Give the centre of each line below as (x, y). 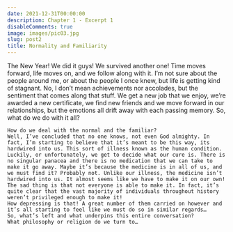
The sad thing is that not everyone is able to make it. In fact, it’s (113, 185)
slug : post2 (24, 40)
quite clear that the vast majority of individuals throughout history (113, 192)
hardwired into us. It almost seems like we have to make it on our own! (116, 179)
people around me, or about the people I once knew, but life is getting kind (114, 80)
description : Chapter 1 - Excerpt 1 (60, 20)
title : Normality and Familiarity (57, 46)
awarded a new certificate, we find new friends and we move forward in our (116, 103)
